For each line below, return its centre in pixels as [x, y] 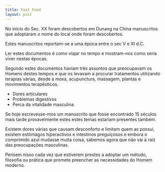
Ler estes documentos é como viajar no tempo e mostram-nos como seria [81, 53]
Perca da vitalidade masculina [43, 104]
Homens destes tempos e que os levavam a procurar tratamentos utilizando [83, 73]
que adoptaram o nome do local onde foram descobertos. [64, 34]
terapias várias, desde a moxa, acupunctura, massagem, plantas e [73, 79]
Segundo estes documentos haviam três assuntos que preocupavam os [79, 68]
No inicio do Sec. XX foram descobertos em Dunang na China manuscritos [82, 28]
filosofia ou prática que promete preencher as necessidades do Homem [79, 160]
